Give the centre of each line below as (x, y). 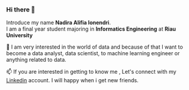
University (19, 35)
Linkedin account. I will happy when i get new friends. (72, 80)
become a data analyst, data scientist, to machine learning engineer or (93, 53)
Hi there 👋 (21, 10)
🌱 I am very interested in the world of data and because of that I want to (95, 47)
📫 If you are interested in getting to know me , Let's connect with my (91, 72)
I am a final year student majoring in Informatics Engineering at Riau (91, 29)
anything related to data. (36, 60)
